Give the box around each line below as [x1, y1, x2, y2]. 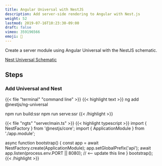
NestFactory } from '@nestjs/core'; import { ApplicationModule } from [5, 125, 145, 131]
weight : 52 [5, 16, 27, 21]
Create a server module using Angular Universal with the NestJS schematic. [5, 47, 157, 53]
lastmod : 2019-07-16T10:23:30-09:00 [5, 20, 79, 26]
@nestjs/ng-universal [5, 101, 48, 107]
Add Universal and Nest [5, 85, 62, 92]
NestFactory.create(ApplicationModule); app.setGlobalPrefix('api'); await [5, 145, 151, 151]
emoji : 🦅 [5, 34, 23, 39]
